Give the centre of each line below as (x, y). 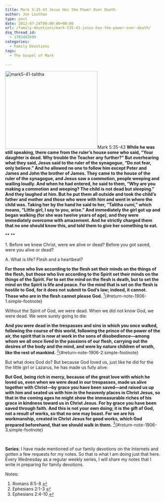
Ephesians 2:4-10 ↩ (33, 494)
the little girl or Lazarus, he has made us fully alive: (57, 367)
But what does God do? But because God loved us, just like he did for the (79, 362)
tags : (11, 51)
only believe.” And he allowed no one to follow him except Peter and (76, 168)
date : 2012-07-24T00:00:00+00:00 (39, 23)
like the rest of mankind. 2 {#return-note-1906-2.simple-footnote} (72, 352)
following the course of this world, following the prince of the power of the (83, 331)
